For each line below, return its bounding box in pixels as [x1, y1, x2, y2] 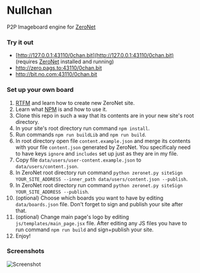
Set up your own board [7, 86, 74, 94]
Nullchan [7, 4, 52, 17]
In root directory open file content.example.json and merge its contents [15, 137, 191, 144]
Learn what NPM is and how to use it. [15, 106, 108, 113]
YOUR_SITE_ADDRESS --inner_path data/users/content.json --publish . [15, 175, 188, 182]
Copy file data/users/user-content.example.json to [15, 156, 142, 163]
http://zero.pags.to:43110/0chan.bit [15, 64, 102, 72]
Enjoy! [15, 232, 31, 239]
